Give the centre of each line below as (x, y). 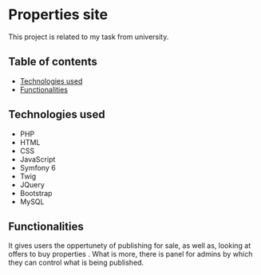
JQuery (32, 184)
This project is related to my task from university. (89, 37)
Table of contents (53, 62)
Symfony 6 (38, 167)
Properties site (58, 15)
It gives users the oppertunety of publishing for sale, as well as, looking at (130, 246)
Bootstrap (36, 193)
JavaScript (38, 159)
